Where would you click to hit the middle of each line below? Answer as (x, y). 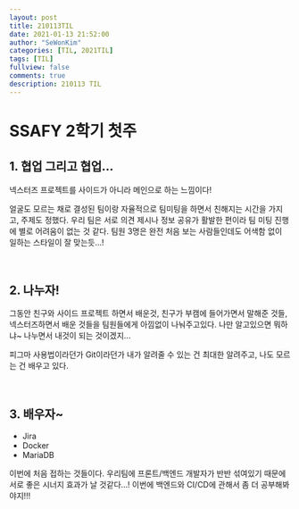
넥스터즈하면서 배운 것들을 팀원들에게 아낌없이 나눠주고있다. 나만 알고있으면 (141, 325)
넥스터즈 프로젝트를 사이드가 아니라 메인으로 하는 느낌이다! (111, 189)
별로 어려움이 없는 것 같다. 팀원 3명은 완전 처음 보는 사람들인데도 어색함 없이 (150, 231)
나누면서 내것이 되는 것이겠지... (77, 336)
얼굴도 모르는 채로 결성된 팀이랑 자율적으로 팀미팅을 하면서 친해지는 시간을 (138, 209)
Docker (36, 446)
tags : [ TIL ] (31, 59)
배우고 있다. (49, 366)
